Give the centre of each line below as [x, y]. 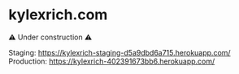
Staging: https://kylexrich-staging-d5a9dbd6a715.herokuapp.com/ [119, 52]
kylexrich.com [58, 15]
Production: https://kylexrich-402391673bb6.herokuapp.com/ [112, 61]
